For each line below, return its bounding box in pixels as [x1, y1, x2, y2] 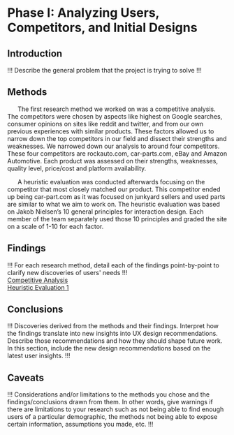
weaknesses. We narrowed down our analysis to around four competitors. [7, 142, 220, 150]
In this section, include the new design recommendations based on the [7, 344, 211, 353]
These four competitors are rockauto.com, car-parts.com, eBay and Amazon [7, 149, 228, 158]
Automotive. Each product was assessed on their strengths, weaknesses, [7, 156, 219, 165]
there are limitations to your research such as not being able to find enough [7, 405, 224, 413]
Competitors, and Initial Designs [7, 20, 198, 36]
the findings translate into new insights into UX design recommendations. [7, 330, 218, 338]
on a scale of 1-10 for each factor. [7, 222, 104, 230]
